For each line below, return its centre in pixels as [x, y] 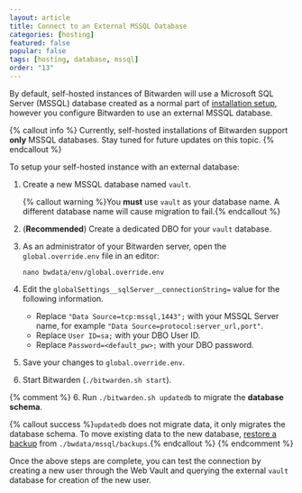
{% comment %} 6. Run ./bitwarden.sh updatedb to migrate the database [146, 397]
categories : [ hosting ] [52, 34]
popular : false [38, 51]
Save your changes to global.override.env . [103, 362]
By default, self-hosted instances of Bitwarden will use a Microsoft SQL [142, 93]
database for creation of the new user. [80, 479]
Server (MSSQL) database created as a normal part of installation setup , [143, 103]
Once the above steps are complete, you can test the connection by [135, 461]
